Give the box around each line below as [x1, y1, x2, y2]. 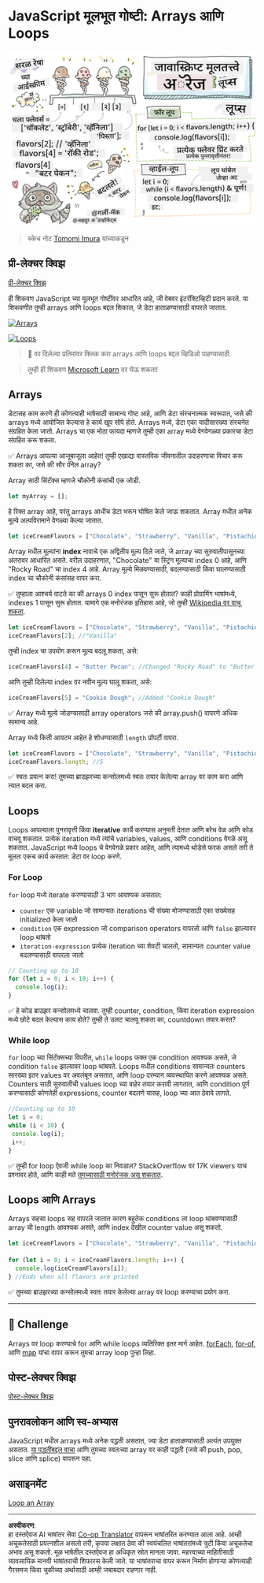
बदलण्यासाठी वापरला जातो [19, 950, 84, 959]
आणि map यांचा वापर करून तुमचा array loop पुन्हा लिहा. [8, 1347, 156, 1357]
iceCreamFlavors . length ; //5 [8, 758, 104, 765]
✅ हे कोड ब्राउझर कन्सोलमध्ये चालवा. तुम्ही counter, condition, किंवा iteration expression [8, 1006, 255, 1015]
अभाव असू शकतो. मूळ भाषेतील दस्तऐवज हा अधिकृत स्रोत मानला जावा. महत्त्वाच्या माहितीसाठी [8, 1548, 234, 1557]
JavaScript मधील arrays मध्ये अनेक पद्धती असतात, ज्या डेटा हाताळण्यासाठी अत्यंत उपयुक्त [8, 1436, 242, 1446]
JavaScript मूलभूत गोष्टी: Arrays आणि [8, 7, 224, 25]
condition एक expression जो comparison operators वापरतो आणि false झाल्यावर [19, 923, 257, 933]
